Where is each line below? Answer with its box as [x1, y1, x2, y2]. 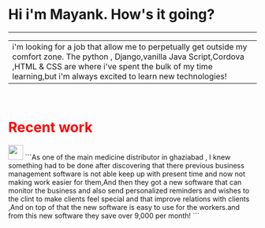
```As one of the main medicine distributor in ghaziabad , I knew [24, 152, 231, 162]
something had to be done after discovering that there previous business [8, 160, 244, 170]
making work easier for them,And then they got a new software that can [8, 177, 242, 186]
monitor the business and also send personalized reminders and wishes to [8, 186, 250, 195]
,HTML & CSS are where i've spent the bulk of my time [12, 61, 213, 72]
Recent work [8, 119, 93, 137]
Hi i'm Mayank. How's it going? [8, 6, 215, 24]
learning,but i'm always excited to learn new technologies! [12, 71, 227, 82]
